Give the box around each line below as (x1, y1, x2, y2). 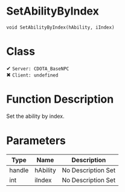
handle (9, 166, 29, 174)
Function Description (6, 92, 114, 106)
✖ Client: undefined (6, 71, 59, 78)
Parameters (6, 134, 66, 147)
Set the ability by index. (6, 112, 65, 120)
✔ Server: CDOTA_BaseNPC (6, 64, 69, 72)
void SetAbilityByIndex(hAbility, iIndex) (6, 24, 115, 30)
